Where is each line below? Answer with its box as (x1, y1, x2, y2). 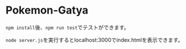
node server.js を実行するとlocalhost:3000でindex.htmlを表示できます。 (5, 36, 184, 43)
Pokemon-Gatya (5, 4, 89, 17)
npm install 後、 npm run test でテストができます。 (5, 24, 129, 31)
